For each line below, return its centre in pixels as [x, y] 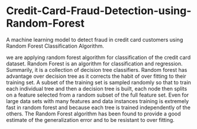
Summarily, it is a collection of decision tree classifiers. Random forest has [97, 70]
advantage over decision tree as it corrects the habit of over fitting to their [96, 76]
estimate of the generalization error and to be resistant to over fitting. [90, 120]
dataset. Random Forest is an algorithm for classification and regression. [94, 64]
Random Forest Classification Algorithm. [55, 46]
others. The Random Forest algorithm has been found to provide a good [93, 114]
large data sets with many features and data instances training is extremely [98, 101]
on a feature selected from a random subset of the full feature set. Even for [98, 95]
